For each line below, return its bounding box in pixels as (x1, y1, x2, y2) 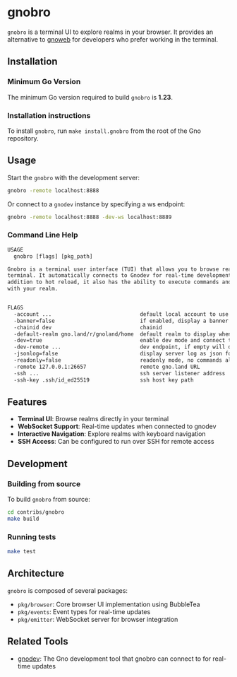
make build (7, 515, 39, 522)
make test (7, 548, 37, 555)
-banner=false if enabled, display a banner (13, 317, 229, 324)
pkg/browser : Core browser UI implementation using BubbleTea (17, 600, 200, 608)
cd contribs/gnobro (7, 509, 65, 516)
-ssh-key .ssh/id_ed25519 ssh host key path (13, 376, 194, 384)
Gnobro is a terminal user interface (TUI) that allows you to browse (7, 266, 219, 273)
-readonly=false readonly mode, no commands (13, 357, 222, 364)
